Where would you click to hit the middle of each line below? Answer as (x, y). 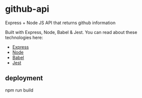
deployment (24, 78)
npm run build (19, 90)
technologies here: (24, 37)
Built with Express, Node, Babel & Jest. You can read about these (71, 32)
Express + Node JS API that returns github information (60, 23)
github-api (27, 9)
